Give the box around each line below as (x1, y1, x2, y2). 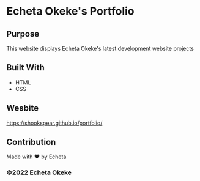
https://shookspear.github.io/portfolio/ (6, 119, 103, 127)
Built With (6, 62, 45, 73)
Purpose (6, 29, 40, 39)
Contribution (6, 137, 56, 147)
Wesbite (6, 103, 39, 114)
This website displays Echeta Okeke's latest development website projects (6, 45, 194, 52)
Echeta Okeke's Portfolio (6, 4, 135, 18)
